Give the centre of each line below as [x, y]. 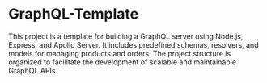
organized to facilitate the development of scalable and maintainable [123, 62]
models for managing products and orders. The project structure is [120, 53]
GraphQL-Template [74, 14]
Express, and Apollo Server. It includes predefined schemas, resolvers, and [133, 44]
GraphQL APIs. [33, 70]
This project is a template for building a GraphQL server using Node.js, [126, 36]
